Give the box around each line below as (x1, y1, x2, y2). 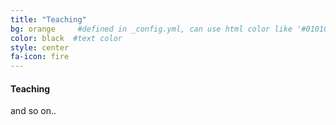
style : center (10, 42, 70, 53)
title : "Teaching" (10, 14, 87, 25)
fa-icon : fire (10, 52, 70, 62)
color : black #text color (10, 33, 123, 43)
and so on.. (10, 105, 57, 117)
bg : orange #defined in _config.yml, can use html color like (10, 24, 293, 34)
